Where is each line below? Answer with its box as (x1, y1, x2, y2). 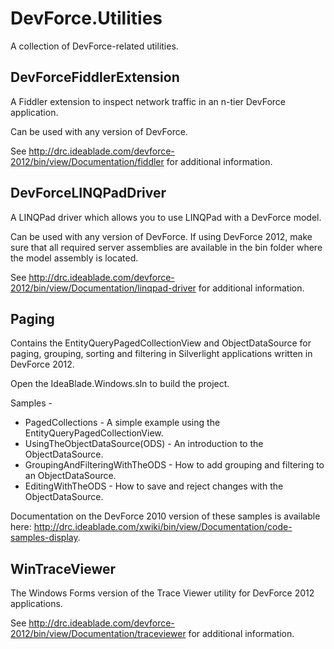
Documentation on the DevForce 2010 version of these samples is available (10, 510, 321, 522)
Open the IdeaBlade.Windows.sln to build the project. (10, 378, 230, 390)
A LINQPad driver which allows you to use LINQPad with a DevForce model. (10, 211, 322, 223)
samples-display (10, 532, 78, 544)
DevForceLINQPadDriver (10, 185, 167, 202)
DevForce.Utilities (10, 7, 163, 30)
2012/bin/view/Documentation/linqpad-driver (10, 282, 197, 294)
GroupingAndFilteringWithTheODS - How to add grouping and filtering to (24, 459, 325, 471)
